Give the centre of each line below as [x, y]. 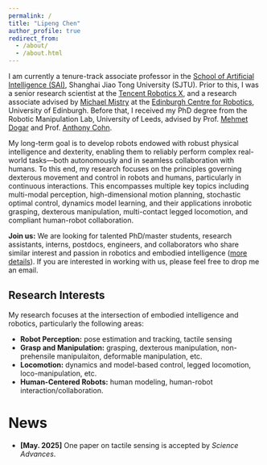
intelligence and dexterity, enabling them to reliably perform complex [123, 152]
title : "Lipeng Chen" [45, 23]
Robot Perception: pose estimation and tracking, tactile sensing [126, 338]
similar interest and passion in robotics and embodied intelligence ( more [128, 253]
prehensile [37, 356]
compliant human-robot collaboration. [71, 220]
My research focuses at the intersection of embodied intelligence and [123, 314]
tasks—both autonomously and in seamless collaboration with [131, 160]
